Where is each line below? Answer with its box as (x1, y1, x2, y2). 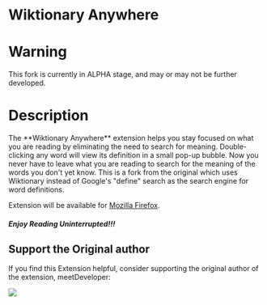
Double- (219, 142, 248, 151)
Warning (8, 43, 67, 61)
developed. (8, 78, 46, 88)
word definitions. (8, 184, 65, 195)
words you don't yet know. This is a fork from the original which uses (8, 167, 239, 177)
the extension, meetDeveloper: (8, 273, 111, 282)
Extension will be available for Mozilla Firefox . (8, 201, 160, 210)
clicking (8, 150, 35, 160)
